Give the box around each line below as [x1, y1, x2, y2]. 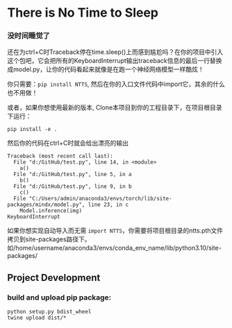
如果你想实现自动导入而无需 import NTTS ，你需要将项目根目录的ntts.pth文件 [7, 227, 224, 235]
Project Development [7, 272, 101, 284]
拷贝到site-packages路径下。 [7, 235, 92, 243]
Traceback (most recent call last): [7, 153, 113, 160]
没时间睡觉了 [7, 31, 51, 41]
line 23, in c [88, 201, 129, 209]
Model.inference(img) [19, 207, 82, 214]
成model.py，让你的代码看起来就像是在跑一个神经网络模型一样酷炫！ [7, 65, 204, 74]
